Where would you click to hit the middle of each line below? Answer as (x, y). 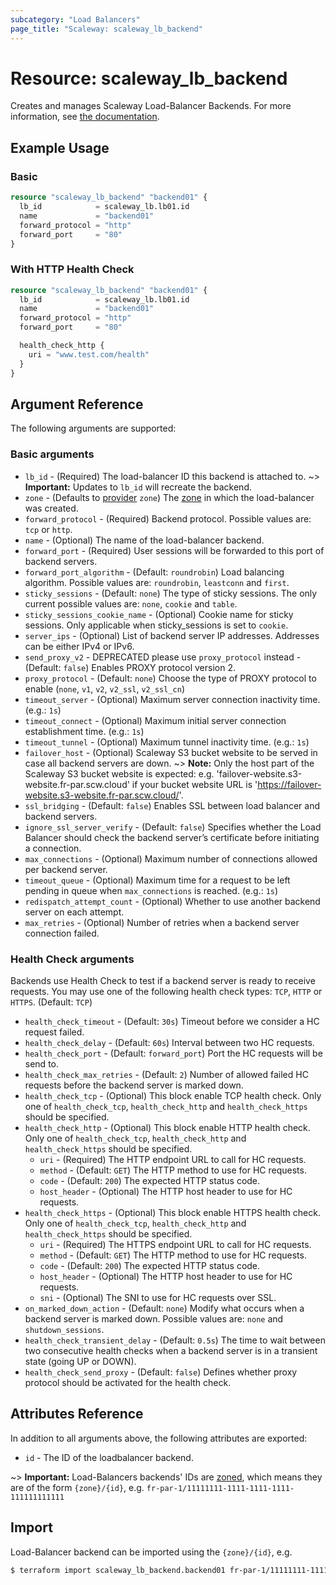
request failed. (54, 1032)
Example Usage (60, 147)
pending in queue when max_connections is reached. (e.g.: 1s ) (151, 890)
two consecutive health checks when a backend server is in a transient (171, 1350)
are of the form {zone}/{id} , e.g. (77, 1487)
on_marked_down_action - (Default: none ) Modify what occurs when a (164, 1308)
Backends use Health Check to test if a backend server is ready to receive (163, 980)
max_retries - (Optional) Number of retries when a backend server (162, 922)
